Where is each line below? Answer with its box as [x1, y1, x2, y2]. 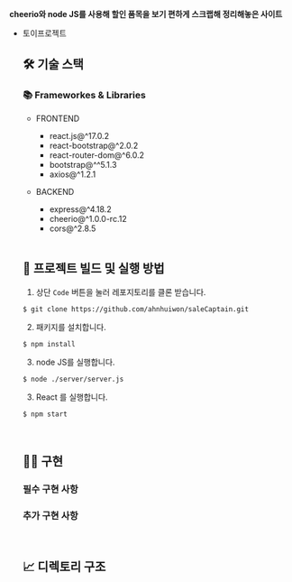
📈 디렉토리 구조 [22, 559, 106, 574]
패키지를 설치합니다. [35, 321, 106, 332]
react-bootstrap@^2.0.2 [49, 140, 139, 151]
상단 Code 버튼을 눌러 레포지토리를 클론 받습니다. [35, 286, 206, 297]
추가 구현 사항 [22, 509, 78, 522]
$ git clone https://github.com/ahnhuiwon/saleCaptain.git [22, 304, 250, 314]
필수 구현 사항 [22, 483, 78, 495]
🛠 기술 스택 [22, 57, 84, 72]
